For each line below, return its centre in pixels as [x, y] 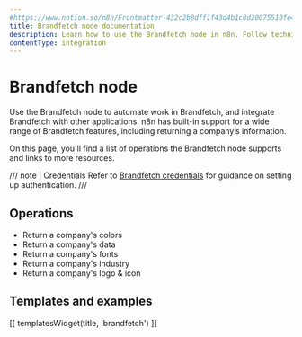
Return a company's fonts [70, 254]
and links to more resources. [62, 158]
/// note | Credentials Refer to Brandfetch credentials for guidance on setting [151, 175]
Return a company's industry [76, 263]
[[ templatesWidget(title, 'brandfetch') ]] [83, 323]
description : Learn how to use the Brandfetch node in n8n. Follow [138, 34]
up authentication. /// [48, 185]
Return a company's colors [72, 235]
